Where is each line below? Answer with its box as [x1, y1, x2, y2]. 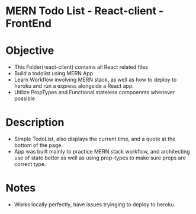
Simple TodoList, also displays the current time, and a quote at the [14, 135, 176, 143]
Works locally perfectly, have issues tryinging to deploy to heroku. [14, 201, 176, 208]
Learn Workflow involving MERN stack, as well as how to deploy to [14, 76, 177, 84]
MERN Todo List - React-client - [5, 4, 164, 18]
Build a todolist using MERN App [14, 70, 94, 77]
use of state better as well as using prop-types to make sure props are [14, 154, 186, 161]
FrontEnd [5, 17, 52, 30]
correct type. [14, 161, 46, 168]
